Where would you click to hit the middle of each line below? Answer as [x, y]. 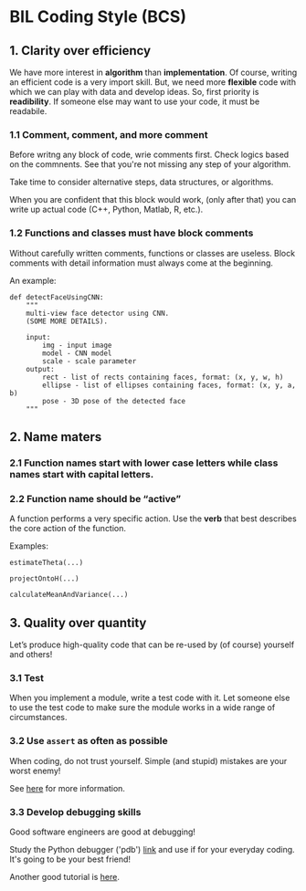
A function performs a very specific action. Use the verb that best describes [153, 519]
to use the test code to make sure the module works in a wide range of [142, 708]
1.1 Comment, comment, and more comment [109, 134]
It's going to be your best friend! [70, 859]
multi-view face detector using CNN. [98, 313]
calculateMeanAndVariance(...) [69, 595]
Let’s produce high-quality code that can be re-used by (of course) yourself [152, 645]
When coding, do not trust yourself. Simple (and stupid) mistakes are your [148, 760]
